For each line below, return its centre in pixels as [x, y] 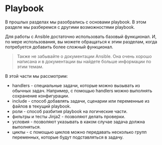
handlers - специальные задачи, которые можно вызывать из [76, 85]
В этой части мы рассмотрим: [36, 76]
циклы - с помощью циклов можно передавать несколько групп [79, 132]
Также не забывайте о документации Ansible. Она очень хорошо [84, 56]
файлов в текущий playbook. [42, 106]
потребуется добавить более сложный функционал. [59, 47]
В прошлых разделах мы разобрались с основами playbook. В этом [76, 22]
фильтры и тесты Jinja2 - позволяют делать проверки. [69, 116]
